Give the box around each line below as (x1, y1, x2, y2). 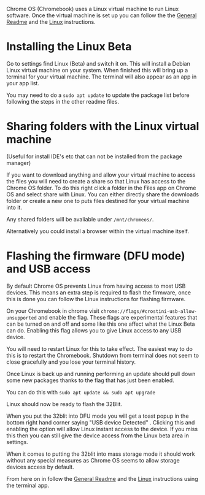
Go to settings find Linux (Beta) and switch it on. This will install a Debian (6, 59, 190, 67)
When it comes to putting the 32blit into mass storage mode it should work (6, 450, 195, 458)
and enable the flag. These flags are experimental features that (37, 313, 198, 321)
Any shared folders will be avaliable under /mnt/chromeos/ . (6, 215, 154, 223)
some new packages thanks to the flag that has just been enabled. (6, 377, 175, 384)
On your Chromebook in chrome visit (6, 307, 100, 315)
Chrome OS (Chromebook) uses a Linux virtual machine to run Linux (6, 6, 179, 12)
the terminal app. (6, 482, 50, 489)
